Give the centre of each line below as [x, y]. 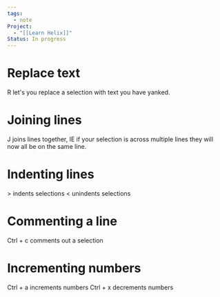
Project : [20, 26]
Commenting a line [62, 222]
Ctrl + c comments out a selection [55, 240]
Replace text [44, 73]
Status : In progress [37, 39]
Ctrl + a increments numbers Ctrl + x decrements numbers [90, 287]
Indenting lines [51, 175]
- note [23, 20]
